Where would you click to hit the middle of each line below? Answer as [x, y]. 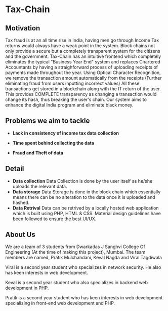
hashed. [21, 202]
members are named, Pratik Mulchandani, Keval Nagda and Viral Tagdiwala [83, 258]
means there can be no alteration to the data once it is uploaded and [84, 197]
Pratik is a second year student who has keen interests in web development [84, 298]
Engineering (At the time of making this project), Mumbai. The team [75, 252]
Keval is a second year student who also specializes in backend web [77, 283]
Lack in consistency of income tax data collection [66, 133]
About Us [20, 235]
